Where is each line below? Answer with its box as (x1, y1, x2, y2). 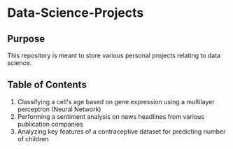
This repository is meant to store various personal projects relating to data (7, 51, 221, 59)
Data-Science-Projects (7, 5, 144, 21)
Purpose (7, 33, 45, 45)
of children (17, 134, 49, 143)
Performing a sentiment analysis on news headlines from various (17, 112, 205, 120)
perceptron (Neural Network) (17, 105, 101, 113)
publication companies (17, 120, 84, 128)
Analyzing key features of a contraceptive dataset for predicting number (17, 127, 226, 136)
